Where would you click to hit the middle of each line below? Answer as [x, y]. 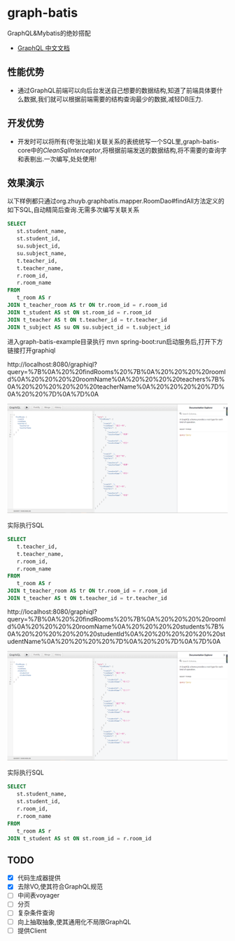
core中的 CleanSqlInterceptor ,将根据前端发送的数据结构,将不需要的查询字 [122, 150]
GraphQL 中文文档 [43, 48]
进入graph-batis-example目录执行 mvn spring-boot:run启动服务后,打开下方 [115, 341]
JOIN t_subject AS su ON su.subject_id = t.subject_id [89, 327]
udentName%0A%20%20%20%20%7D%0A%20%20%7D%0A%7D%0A [114, 641]
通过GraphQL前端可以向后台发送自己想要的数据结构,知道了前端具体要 [117, 90]
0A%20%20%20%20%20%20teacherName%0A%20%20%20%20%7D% [116, 387]
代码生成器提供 [39, 878]
